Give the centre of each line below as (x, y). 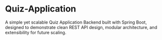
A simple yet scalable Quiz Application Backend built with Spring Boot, (76, 22)
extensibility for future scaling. (36, 32)
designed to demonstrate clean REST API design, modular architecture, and (81, 27)
